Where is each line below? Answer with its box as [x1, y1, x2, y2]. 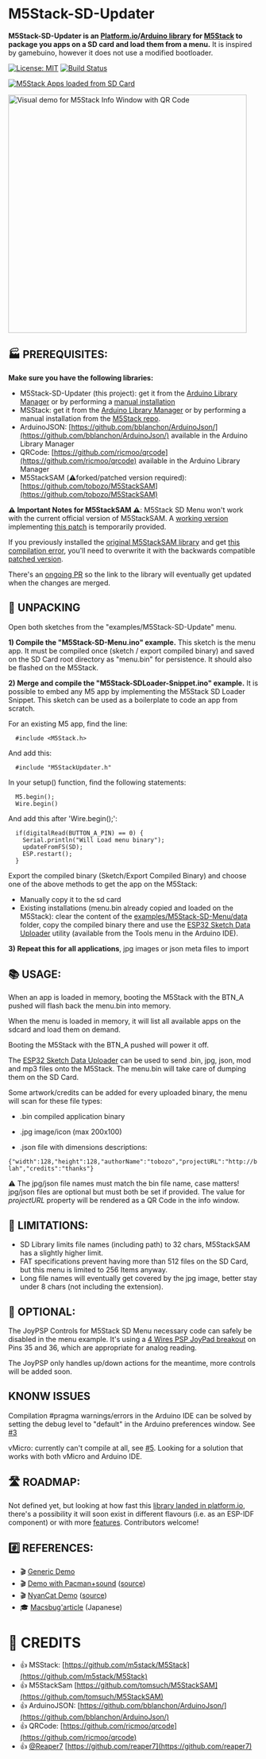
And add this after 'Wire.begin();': [8, 813, 118, 823]
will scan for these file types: [8, 1097, 102, 1106]
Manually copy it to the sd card [19, 894, 121, 904]
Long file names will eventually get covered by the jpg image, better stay [19, 1274, 258, 1283]
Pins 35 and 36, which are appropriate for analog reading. [8, 1343, 197, 1352]
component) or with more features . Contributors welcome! [8, 1518, 199, 1527]
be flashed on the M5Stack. [8, 662, 99, 672]
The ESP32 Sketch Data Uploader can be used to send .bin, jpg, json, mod [8, 1055, 252, 1065]
